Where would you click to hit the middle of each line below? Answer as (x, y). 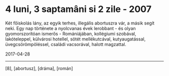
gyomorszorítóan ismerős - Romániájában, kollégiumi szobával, (71, 33)
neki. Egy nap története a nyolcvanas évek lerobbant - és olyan (70, 28)
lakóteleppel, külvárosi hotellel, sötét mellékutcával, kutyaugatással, (75, 39)
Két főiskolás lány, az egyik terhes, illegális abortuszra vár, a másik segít (80, 23)
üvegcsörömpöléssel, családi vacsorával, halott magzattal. (66, 44)
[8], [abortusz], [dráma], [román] (39, 68)
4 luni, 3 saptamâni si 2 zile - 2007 (78, 9)
